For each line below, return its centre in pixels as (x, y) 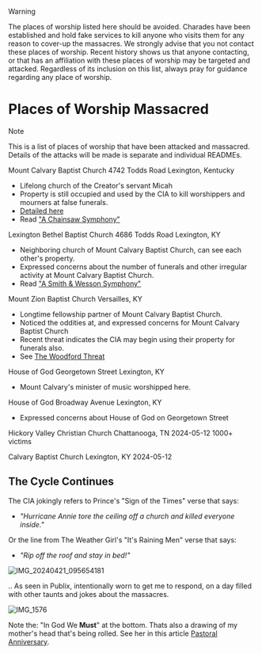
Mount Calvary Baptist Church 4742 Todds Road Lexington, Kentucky (122, 170)
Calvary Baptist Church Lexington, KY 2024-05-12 (90, 456)
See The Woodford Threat (62, 356)
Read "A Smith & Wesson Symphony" (80, 283)
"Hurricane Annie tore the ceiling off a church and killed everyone (127, 516)
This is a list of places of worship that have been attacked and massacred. (129, 146)
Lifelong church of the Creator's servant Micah (96, 185)
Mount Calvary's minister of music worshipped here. (105, 386)
